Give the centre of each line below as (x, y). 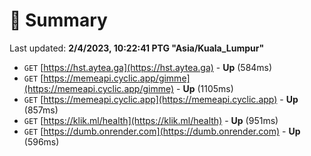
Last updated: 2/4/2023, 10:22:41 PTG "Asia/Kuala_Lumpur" (137, 48)
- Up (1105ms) (205, 88)
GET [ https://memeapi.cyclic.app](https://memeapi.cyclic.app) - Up (161, 99)
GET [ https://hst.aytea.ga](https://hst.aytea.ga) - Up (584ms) (148, 67)
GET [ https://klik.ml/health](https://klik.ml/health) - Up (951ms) (151, 120)
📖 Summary (58, 20)
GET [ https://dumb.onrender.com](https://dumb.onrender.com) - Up (162, 131)
